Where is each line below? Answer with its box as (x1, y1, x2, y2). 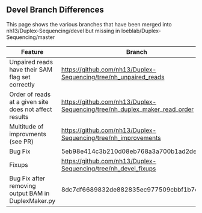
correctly (9, 80, 35, 89)
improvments (9, 130, 47, 138)
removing (9, 181, 36, 190)
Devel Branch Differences (6, 5, 104, 15)
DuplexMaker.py (9, 196, 56, 205)
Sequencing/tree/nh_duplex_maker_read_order (61, 105, 194, 113)
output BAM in (9, 189, 50, 197)
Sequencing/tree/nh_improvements (61, 133, 161, 142)
